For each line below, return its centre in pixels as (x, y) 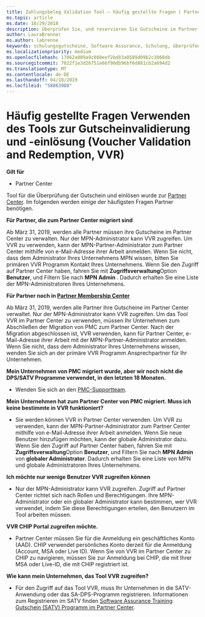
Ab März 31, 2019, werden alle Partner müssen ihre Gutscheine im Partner (99, 232)
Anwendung (31, 594)
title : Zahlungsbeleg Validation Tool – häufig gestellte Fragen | (94, 12)
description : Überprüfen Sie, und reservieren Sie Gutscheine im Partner (102, 29)
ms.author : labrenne (33, 40)
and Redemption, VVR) (65, 155)
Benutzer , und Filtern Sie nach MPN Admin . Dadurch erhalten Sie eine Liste (103, 277)
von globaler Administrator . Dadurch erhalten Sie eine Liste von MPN (103, 458)
